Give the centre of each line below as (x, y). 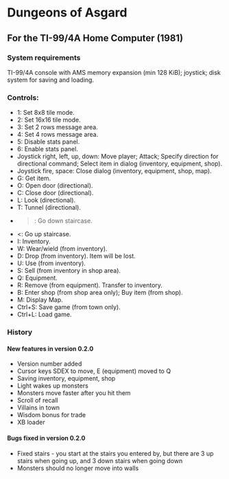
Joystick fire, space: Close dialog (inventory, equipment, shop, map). (114, 171)
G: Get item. (34, 178)
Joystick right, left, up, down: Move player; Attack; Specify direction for (118, 157)
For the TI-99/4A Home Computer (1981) (95, 38)
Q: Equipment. (37, 278)
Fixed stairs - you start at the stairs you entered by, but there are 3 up (115, 453)
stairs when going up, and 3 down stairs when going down (100, 460)
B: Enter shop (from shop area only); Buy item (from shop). (100, 293)
